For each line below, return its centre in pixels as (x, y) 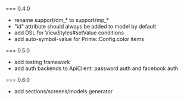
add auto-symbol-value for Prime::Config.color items (79, 39)
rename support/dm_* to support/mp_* (62, 20)
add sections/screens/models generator (63, 91)
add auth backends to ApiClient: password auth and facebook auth (96, 68)
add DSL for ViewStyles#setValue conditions (69, 33)
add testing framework (42, 62)
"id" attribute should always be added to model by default (85, 26)
